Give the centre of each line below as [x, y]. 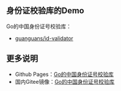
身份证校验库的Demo [45, 11]
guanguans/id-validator [44, 38]
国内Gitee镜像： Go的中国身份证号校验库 [65, 81]
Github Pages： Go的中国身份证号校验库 [64, 74]
